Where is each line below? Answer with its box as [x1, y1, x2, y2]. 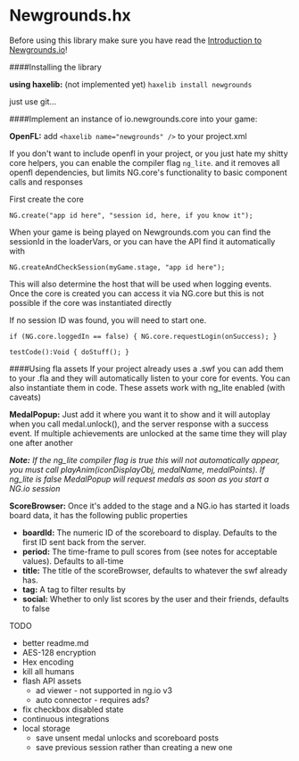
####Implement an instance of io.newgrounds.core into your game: [9, 113, 258, 124]
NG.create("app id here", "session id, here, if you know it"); [9, 211, 253, 219]
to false [21, 603, 51, 614]
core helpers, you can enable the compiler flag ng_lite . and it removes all [9, 157, 280, 168]
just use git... [9, 95, 56, 107]
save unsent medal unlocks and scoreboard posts [35, 732, 220, 743]
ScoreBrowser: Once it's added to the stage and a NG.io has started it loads [9, 500, 290, 511]
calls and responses [9, 176, 83, 187]
